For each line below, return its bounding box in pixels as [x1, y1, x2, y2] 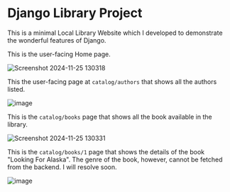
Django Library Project [7, 5, 143, 21]
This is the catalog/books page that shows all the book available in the [7, 112, 212, 121]
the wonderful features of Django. [7, 36, 106, 44]
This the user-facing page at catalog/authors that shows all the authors [7, 77, 217, 86]
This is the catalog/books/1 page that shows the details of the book [7, 147, 204, 156]
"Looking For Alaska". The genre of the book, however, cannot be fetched [7, 155, 223, 164]
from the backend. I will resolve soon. [7, 162, 117, 171]
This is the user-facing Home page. [7, 50, 111, 58]
